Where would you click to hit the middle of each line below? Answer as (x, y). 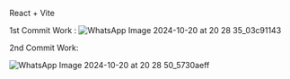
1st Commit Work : (43, 30)
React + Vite (32, 13)
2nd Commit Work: (44, 48)
